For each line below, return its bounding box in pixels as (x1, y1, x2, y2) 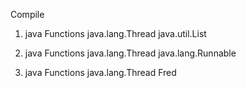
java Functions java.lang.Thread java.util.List (24, 28, 207, 39)
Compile (10, 9, 45, 20)
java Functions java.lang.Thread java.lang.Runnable (24, 47, 237, 59)
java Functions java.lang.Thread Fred (24, 67, 177, 78)
